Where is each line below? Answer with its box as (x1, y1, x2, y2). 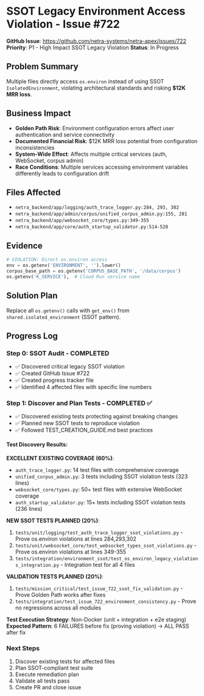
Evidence (6, 241, 43, 251)
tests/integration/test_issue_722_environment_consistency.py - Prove (15, 597, 197, 605)
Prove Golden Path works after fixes (15, 591, 106, 598)
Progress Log (6, 331, 58, 341)
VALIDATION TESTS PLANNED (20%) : (6, 572, 104, 580)
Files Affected (6, 187, 61, 197)
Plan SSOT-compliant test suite (15, 664, 93, 671)
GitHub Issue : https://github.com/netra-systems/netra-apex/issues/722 (6, 37, 187, 44)
